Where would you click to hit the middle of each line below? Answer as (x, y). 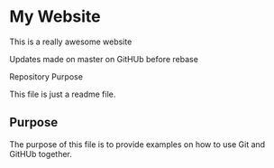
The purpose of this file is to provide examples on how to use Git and (137, 144)
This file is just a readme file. (63, 94)
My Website (55, 17)
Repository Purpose (46, 76)
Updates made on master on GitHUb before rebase (104, 59)
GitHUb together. (41, 154)
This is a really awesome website (71, 42)
